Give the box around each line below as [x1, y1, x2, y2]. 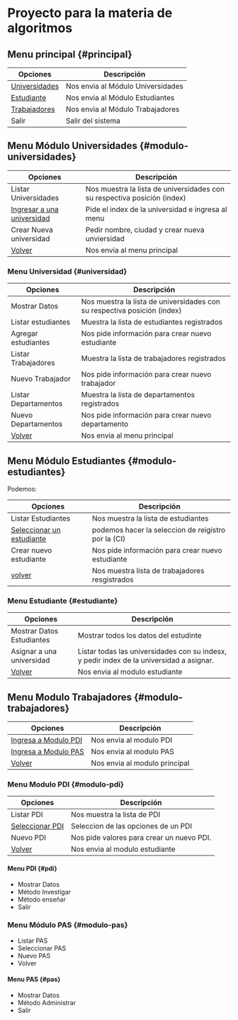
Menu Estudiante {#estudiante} [7, 596, 118, 606]
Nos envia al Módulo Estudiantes [65, 93, 175, 102]
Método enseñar [17, 895, 66, 904]
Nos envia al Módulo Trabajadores [65, 104, 180, 114]
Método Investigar [17, 887, 72, 896]
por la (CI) [91, 533, 126, 543]
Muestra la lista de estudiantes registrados [81, 317, 223, 327]
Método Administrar [17, 999, 76, 1007]
